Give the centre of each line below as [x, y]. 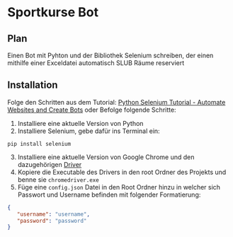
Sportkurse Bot [53, 12]
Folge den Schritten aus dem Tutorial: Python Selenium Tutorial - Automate [116, 102]
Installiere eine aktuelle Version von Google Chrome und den [106, 157]
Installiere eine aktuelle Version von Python [80, 123]
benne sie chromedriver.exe [58, 179]
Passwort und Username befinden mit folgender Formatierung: [109, 195]
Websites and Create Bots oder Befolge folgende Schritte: [92, 110]
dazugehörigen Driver [50, 164]
